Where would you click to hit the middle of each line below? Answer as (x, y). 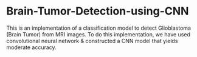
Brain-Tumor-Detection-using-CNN (98, 11)
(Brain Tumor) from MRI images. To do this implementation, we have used (98, 34)
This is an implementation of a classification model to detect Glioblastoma (99, 28)
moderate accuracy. (31, 47)
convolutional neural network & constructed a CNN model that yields (92, 41)
